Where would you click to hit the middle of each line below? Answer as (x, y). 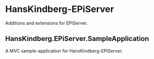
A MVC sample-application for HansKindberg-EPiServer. (64, 50)
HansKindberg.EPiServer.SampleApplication (77, 39)
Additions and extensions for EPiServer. (47, 23)
